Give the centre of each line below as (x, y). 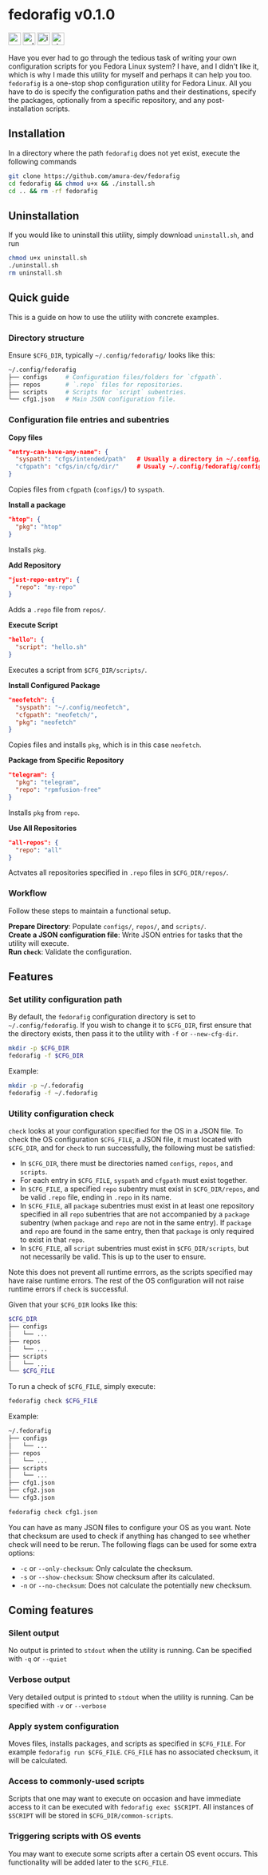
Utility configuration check (61, 1114)
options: (22, 1553)
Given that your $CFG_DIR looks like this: (73, 1305)
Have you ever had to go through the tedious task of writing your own (122, 57)
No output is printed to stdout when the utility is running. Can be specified (130, 1651)
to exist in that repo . (52, 1240)
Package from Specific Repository (66, 761)
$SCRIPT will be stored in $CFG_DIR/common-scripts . (91, 1816)
